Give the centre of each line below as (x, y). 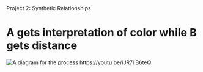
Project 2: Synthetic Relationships (49, 8)
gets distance (42, 46)
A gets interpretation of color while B (102, 33)
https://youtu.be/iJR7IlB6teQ (115, 62)
